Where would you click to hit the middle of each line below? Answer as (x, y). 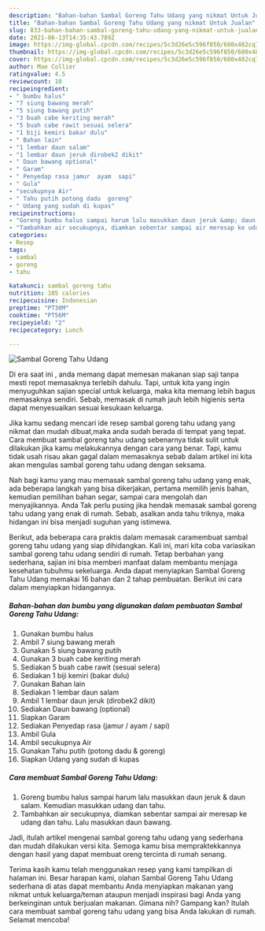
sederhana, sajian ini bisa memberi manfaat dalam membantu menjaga (123, 562)
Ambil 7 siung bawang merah (68, 642)
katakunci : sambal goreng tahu (60, 286)
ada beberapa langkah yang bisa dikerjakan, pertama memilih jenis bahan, (129, 488)
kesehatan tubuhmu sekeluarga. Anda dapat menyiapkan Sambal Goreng (127, 571)
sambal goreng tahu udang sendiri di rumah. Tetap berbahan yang (116, 554)
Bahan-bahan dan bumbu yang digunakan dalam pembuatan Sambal (126, 605)
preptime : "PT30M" (39, 308)
